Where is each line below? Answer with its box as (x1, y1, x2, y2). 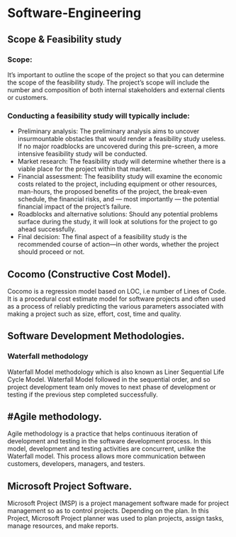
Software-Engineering (7, 5, 142, 21)
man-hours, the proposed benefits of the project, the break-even (17, 187, 208, 196)
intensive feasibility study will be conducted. (17, 150, 147, 158)
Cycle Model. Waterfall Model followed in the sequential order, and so (7, 375, 210, 384)
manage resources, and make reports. (7, 521, 119, 530)
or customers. (7, 93, 48, 101)
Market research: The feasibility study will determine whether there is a (17, 157, 226, 166)
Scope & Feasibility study (7, 33, 122, 45)
